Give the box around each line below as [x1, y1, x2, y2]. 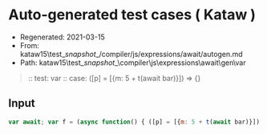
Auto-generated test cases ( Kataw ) [8, 6, 257, 24]
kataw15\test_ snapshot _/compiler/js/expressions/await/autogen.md [19, 49, 243, 59]
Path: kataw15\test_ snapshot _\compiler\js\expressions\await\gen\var [19, 58, 246, 67]
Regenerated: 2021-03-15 [19, 32, 106, 42]
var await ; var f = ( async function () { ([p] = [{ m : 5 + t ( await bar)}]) [8, 118, 261, 126]
